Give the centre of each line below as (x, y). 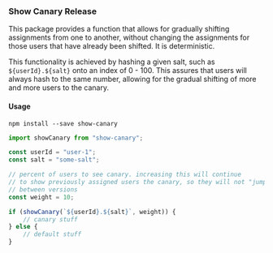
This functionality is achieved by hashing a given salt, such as (112, 62)
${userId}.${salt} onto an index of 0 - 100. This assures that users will (128, 71)
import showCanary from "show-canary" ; (76, 138)
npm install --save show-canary (63, 123)
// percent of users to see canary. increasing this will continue (125, 175)
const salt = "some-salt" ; (54, 160)
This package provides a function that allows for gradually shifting (119, 29)
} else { (23, 227)
